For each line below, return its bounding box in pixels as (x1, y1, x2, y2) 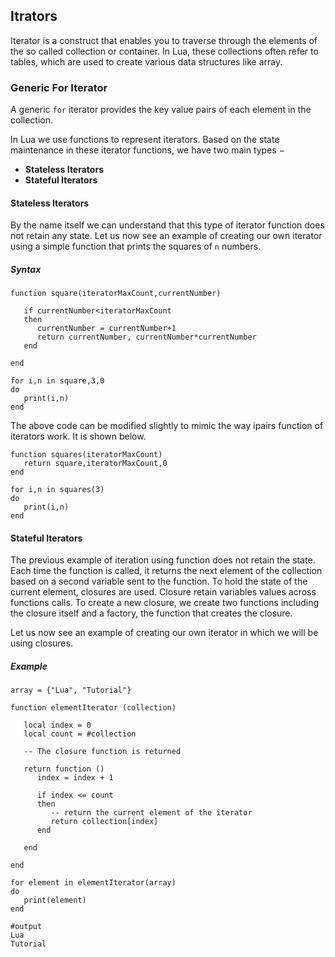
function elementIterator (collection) (10, 703, 177, 713)
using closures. (10, 637, 73, 649)
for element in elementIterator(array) (10, 878, 177, 888)
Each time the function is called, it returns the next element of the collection (10, 565, 323, 577)
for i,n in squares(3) (10, 485, 105, 495)
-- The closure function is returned (23, 747, 182, 757)
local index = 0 (23, 720, 92, 731)
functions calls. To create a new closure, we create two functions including (10, 597, 320, 609)
